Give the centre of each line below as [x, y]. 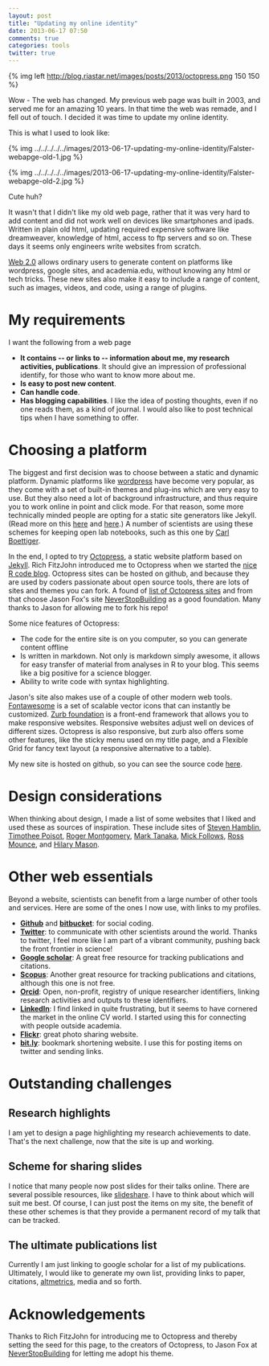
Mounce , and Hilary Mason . [54, 844]
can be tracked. [34, 1220]
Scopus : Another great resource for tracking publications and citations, [138, 974]
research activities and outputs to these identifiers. [104, 1000]
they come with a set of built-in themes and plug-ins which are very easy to [133, 489]
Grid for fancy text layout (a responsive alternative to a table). [110, 748]
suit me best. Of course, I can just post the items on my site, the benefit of [131, 1203]
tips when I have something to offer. [79, 417]
